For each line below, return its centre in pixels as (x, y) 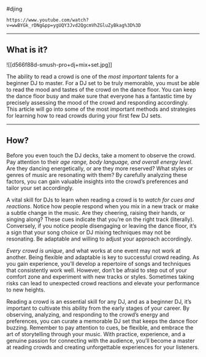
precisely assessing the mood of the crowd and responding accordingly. (97, 102)
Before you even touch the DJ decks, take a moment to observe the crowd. (101, 155)
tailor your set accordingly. (40, 188)
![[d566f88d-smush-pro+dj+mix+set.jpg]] (59, 64)
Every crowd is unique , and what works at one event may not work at (93, 250)
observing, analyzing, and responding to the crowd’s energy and (88, 314)
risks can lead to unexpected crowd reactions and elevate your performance (103, 283)
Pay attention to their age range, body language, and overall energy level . (100, 162)
